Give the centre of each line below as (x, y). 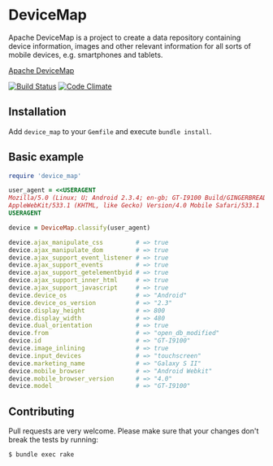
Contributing (41, 411)
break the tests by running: (54, 440)
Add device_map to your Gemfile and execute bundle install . (110, 131)
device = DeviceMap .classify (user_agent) (80, 228)
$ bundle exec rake (41, 455)
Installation (37, 112)
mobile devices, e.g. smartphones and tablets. (86, 54)
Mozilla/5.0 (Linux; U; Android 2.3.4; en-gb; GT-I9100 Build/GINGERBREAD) (139, 198)
